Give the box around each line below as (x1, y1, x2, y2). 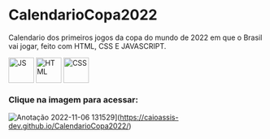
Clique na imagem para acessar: (8, 93, 138, 105)
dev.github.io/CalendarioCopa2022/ (8, 121, 129, 131)
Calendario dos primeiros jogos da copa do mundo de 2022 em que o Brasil (8, 33, 263, 42)
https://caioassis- (120, 112, 179, 123)
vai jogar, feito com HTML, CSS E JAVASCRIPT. (8, 41, 167, 50)
